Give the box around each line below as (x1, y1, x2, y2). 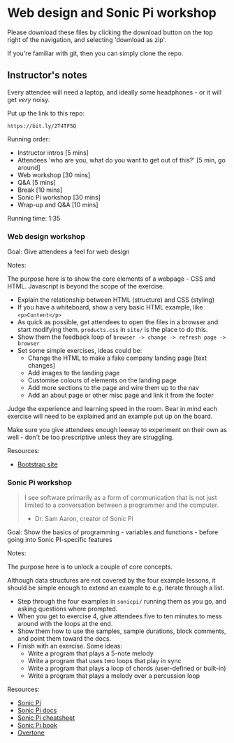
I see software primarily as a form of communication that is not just (24, 494, 217, 502)
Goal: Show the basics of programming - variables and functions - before (7, 528, 219, 536)
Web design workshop (7, 231, 85, 241)
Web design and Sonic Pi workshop (7, 5, 217, 21)
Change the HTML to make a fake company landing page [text (27, 354, 207, 362)
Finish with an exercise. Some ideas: (17, 642, 123, 651)
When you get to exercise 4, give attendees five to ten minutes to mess (17, 612, 222, 620)
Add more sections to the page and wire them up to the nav (27, 384, 199, 392)
